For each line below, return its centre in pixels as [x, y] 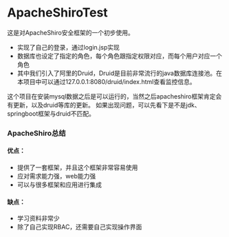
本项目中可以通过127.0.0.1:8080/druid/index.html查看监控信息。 [106, 81]
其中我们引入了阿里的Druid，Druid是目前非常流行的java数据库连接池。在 [119, 73]
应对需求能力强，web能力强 [56, 176]
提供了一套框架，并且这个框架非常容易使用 [77, 167]
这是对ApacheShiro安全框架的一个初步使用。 [70, 32]
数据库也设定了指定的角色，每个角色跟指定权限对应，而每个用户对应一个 [119, 56]
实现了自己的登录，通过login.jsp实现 [68, 47]
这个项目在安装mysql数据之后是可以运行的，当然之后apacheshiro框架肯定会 [115, 96]
